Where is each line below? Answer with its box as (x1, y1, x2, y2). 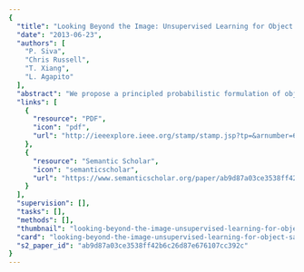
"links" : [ (16, 97, 58, 107)
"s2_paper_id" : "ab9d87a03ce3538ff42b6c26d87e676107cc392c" (16, 241, 249, 250)
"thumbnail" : (16, 224, 66, 233)
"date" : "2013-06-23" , (16, 30, 103, 39)
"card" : (16, 232, 46, 241)
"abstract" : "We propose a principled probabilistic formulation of (16, 89, 281, 98)
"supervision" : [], (16, 199, 91, 209)
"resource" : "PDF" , (32, 114, 106, 123)
